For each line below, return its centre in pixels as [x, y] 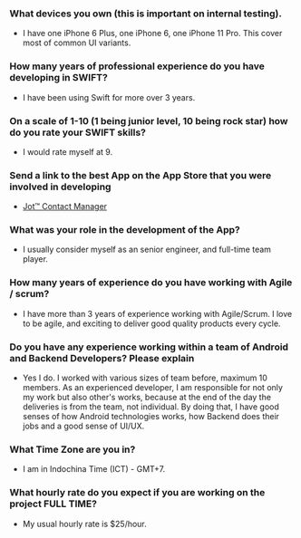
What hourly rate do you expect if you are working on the [137, 493]
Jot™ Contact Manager [64, 207]
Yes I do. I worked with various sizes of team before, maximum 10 [145, 378]
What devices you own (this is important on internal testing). [146, 14]
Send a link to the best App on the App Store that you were [141, 175]
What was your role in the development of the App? [125, 230]
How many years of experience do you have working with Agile [151, 283]
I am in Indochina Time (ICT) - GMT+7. [94, 469]
